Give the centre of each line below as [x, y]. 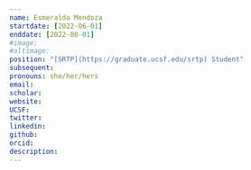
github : [24, 135]
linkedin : [28, 127]
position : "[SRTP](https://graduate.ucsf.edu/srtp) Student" [127, 59]
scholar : [26, 93]
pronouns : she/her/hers [54, 76]
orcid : [22, 143]
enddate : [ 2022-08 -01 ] [52, 34]
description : [34, 151]
